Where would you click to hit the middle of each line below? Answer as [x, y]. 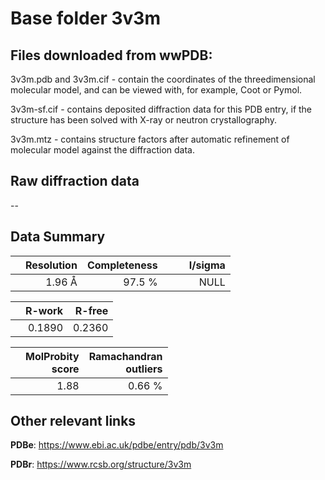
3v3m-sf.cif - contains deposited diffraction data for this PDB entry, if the [161, 109]
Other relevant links [73, 421]
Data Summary [58, 237]
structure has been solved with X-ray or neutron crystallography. [144, 120]
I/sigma [207, 265]
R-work [44, 310]
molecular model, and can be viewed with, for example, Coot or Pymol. [156, 90]
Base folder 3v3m [85, 18]
